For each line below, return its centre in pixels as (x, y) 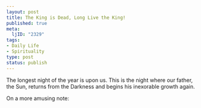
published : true (27, 23)
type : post (20, 57)
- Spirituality (25, 52)
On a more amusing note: (38, 98)
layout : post (23, 12)
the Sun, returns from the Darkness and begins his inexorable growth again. (101, 86)
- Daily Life (23, 46)
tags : (13, 40)
